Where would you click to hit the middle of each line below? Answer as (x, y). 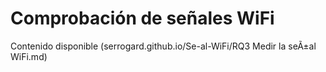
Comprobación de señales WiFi (142, 18)
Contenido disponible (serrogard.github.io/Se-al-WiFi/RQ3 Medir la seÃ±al (163, 46)
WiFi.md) (29, 56)
